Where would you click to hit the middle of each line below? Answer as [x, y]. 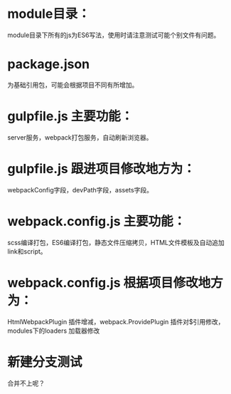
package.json [49, 64]
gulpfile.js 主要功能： [70, 116]
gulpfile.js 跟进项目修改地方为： [101, 169]
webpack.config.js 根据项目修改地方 [115, 282]
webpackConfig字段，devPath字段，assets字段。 [80, 190]
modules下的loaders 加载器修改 [54, 331]
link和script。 [27, 251]
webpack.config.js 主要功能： [97, 221]
